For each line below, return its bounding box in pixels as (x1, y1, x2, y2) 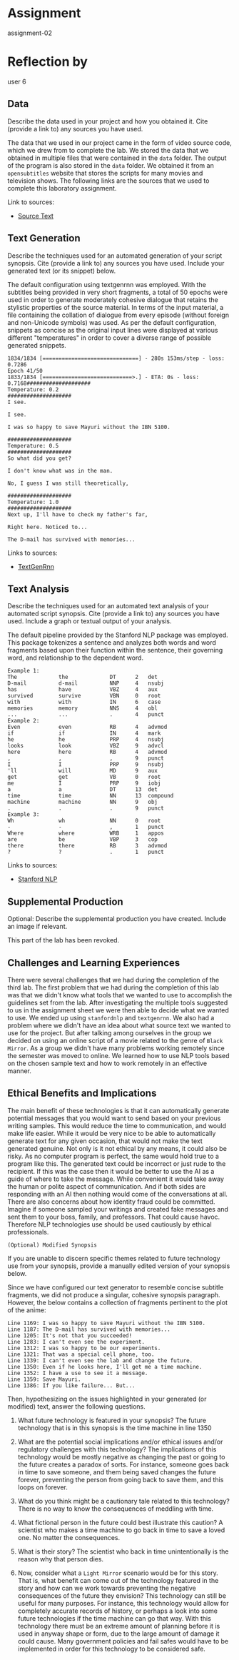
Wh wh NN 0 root (7, 818, 161, 825)
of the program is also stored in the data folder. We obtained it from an (7, 161, 214, 169)
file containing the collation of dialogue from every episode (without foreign (7, 311, 230, 319)
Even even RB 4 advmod (7, 723, 168, 731)
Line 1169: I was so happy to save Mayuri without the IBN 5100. (7, 1319, 205, 1327)
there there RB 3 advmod (7, 842, 168, 850)
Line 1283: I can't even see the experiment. (7, 1338, 145, 1345)
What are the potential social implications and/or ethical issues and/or (17, 1437, 223, 1446)
